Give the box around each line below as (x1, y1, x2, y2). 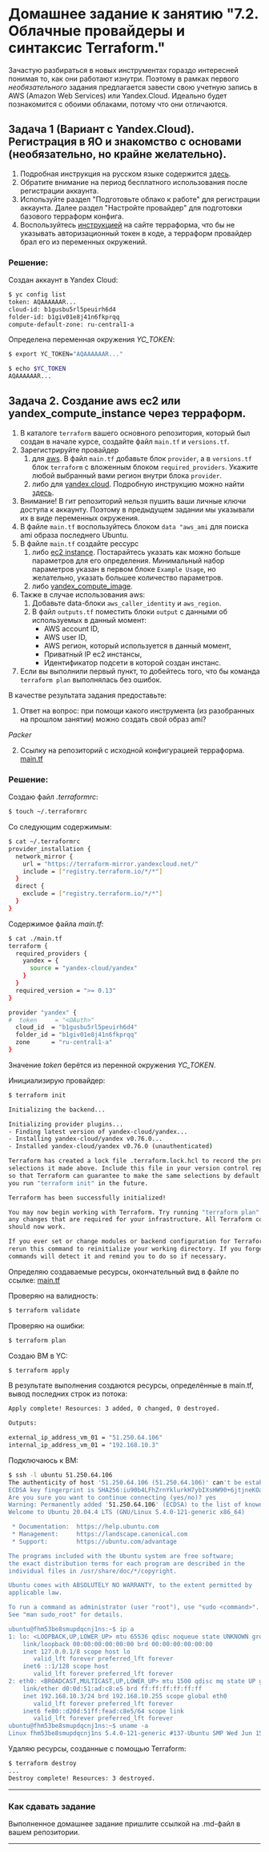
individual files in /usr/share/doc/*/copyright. (8, 1567, 178, 1575)
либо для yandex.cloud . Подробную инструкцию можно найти (31, 479, 245, 488)
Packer (8, 729, 32, 739)
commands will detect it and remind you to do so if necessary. (8, 1252, 227, 1260)
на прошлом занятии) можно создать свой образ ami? (19, 714, 207, 724)
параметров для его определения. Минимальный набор (31, 556, 225, 565)
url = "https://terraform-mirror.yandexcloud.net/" (22, 860, 199, 868)
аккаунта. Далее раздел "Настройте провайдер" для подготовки (19, 203, 243, 212)
